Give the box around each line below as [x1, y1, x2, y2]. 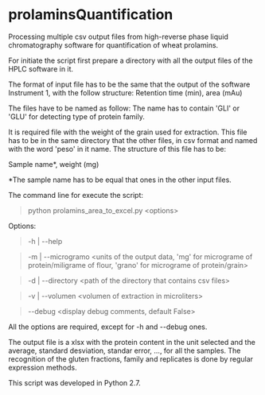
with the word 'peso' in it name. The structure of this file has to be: [8, 144, 227, 153]
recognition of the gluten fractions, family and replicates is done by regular [8, 354, 253, 363]
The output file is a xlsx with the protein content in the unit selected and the [8, 337, 256, 347]
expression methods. [8, 362, 77, 372]
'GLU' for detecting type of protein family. [8, 111, 145, 121]
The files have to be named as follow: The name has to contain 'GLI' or [8, 103, 240, 113]
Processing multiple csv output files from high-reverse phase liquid [8, 32, 228, 41]
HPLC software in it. [8, 64, 74, 73]
